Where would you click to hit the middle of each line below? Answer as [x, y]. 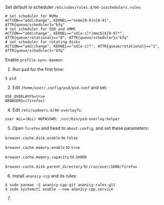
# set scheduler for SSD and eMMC [41, 29]
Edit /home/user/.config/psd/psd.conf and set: [60, 87]
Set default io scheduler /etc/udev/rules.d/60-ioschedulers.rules [73, 7]
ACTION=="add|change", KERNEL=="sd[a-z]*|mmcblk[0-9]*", [65, 34]
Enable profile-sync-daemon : [34, 60]
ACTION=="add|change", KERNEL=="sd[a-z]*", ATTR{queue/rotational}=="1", [82, 46]
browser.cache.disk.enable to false [41, 138]
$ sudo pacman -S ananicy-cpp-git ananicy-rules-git [60, 185]
